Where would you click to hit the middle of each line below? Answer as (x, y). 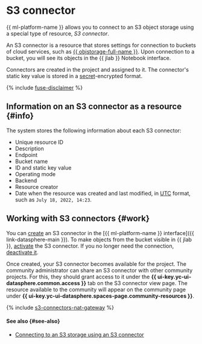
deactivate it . (22, 252)
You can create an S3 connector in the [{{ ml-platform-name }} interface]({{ (100, 233)
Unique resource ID (39, 142)
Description (29, 149)
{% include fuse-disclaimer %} (45, 87)
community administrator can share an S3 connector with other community (99, 270)
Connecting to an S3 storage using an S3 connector (80, 334)
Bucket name (31, 161)
